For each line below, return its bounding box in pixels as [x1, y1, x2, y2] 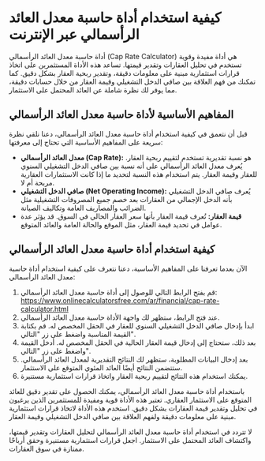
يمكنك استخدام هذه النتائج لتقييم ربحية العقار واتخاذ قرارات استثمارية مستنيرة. [20, 371, 248, 380]
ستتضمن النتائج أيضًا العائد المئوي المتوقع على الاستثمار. [20, 362, 183, 372]
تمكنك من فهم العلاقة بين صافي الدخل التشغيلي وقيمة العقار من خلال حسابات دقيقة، [9, 77, 256, 86]
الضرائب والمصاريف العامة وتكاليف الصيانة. [20, 203, 147, 212]
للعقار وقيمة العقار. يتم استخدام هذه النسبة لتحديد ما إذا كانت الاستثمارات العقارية [20, 169, 258, 178]
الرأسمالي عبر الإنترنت [9, 25, 140, 43]
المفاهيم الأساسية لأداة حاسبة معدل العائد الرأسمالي [9, 108, 234, 122]
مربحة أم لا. [20, 178, 54, 187]
